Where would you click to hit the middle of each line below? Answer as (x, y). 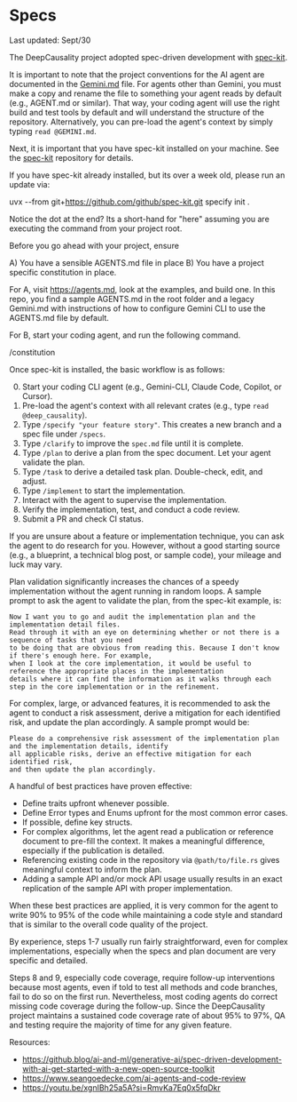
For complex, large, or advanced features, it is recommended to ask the (140, 703)
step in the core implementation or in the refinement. (114, 687)
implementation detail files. (65, 624)
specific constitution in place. (63, 272)
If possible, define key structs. (77, 822)
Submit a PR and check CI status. (83, 519)
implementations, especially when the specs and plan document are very (143, 951)
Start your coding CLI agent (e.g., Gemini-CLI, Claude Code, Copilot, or (152, 387)
